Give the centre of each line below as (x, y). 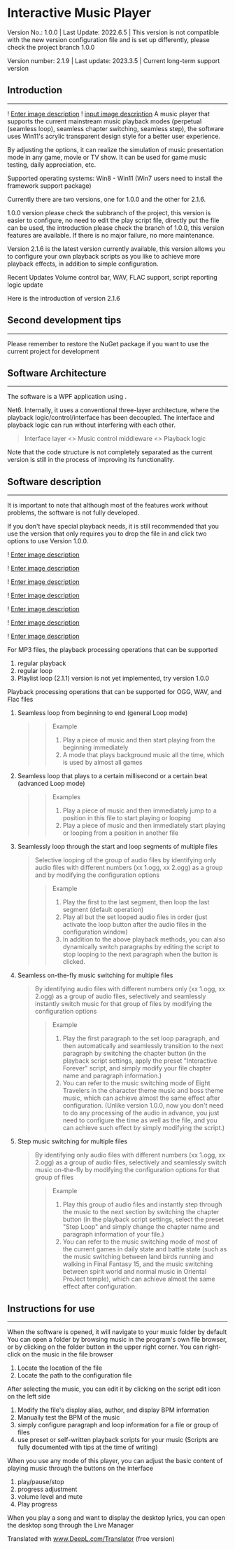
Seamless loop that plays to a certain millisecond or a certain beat (112, 776)
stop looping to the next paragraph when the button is (140, 954)
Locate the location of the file (60, 1368)
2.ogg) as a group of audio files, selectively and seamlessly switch (131, 1162)
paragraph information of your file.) (113, 1235)
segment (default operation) (103, 910)
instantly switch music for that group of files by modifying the (123, 1004)
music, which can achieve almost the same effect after (141, 1098)
